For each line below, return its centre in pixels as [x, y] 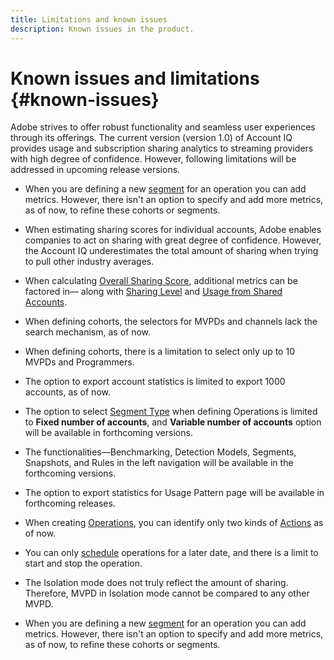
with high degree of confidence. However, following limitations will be [153, 159]
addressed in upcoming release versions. [95, 170]
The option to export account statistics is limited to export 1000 [155, 382]
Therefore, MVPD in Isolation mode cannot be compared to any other [167, 593]
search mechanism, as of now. [88, 332]
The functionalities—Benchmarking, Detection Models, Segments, [160, 452]
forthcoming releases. [70, 503]
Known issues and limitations [135, 78]
